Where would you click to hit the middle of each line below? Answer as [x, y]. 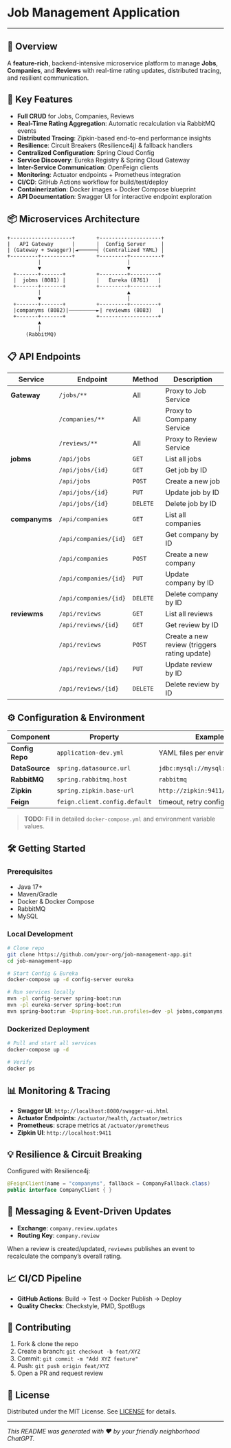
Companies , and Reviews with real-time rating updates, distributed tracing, [114, 70]
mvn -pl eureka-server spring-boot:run [64, 1005]
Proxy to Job [185, 391]
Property [104, 737]
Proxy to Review [191, 439]
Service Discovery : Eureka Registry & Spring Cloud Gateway [103, 160]
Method [145, 379]
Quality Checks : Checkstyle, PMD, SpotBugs [81, 1305]
